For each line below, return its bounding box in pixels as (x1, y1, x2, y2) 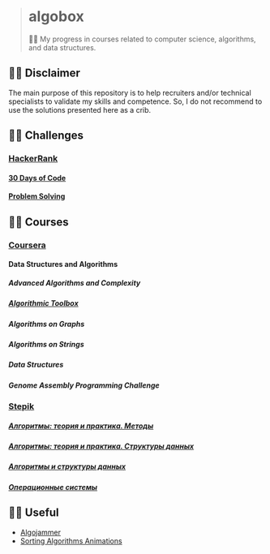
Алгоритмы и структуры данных (8, 462, 126, 471)
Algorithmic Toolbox (8, 298, 79, 308)
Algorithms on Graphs (8, 319, 85, 329)
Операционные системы (8, 482, 98, 492)
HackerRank (8, 153, 58, 165)
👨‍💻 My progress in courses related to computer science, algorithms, (28, 34, 257, 44)
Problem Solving (8, 191, 66, 201)
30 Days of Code (8, 173, 66, 183)
